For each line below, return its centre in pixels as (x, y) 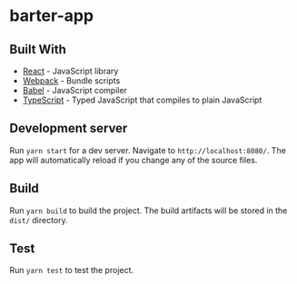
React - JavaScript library (70, 71)
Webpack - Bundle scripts (71, 81)
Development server (69, 128)
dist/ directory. (39, 220)
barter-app (51, 16)
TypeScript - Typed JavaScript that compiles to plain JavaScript (142, 100)
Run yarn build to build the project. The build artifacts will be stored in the (148, 211)
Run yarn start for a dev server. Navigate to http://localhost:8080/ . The (148, 150)
